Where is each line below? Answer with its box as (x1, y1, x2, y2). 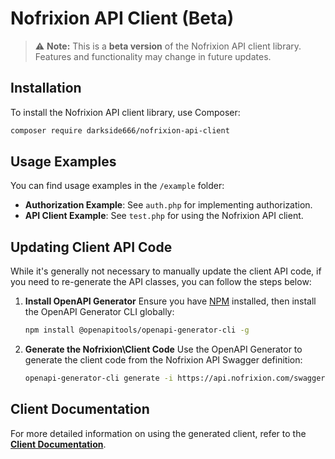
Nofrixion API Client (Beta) (10, 7, 235, 30)
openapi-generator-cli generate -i (24, 373, 174, 384)
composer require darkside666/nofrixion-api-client (10, 125, 230, 136)
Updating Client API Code (10, 238, 173, 256)
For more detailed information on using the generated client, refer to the (10, 427, 307, 439)
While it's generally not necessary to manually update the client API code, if (10, 265, 322, 277)
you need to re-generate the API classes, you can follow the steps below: (10, 276, 312, 288)
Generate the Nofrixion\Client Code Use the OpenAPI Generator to (24, 343, 303, 356)
